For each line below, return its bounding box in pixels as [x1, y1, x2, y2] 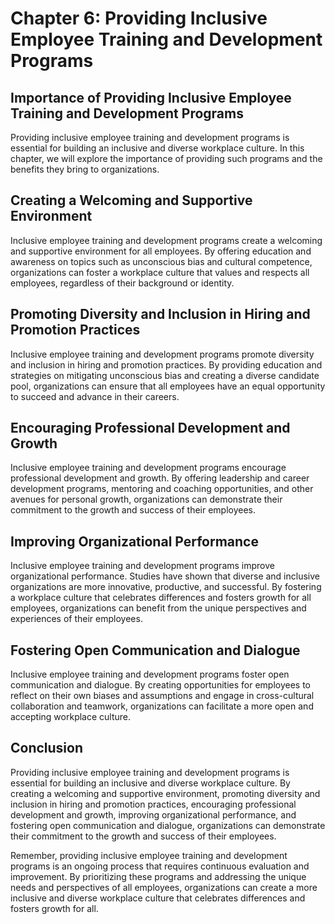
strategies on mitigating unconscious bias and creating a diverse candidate [10, 369, 320, 381]
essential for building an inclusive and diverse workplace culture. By [10, 777, 291, 789]
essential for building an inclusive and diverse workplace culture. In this [10, 142, 305, 154]
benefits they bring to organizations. [10, 163, 160, 175]
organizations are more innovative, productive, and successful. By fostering [10, 581, 322, 593]
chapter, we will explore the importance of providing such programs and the [10, 153, 323, 164]
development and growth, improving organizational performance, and [10, 808, 297, 821]
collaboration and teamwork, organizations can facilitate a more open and [10, 700, 314, 712]
